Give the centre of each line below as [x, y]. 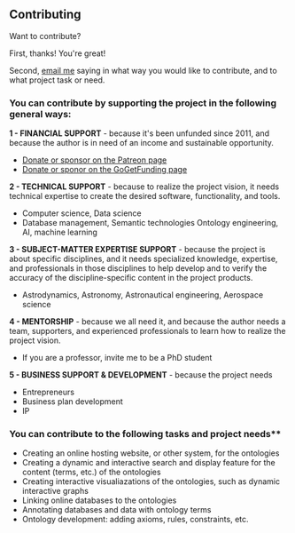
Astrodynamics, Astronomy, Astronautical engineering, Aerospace [143, 295]
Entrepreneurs [48, 392]
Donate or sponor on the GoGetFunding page [105, 170]
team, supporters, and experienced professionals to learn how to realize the [147, 331]
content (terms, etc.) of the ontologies [91, 472]
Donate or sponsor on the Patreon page [94, 160]
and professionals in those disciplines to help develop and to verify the [138, 268]
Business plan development [73, 402]
